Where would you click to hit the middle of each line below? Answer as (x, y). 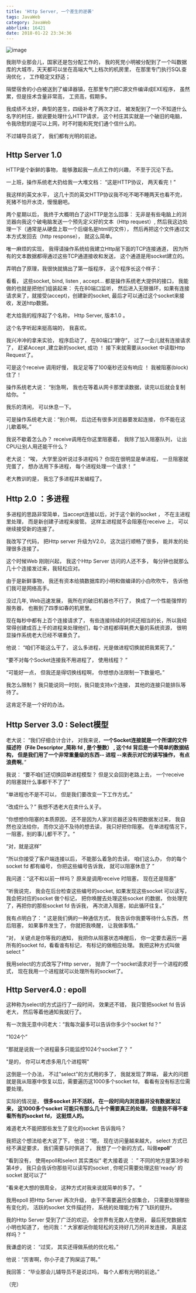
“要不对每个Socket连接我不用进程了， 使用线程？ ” (67, 660)
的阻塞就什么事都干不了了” (38, 782)
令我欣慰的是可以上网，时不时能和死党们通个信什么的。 (73, 124)
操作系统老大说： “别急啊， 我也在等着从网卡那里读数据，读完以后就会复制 (96, 387)
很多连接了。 (26, 548)
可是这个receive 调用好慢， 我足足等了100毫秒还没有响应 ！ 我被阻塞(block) (97, 367)
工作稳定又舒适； (50, 77)
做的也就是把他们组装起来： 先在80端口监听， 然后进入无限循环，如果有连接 (98, 288)
